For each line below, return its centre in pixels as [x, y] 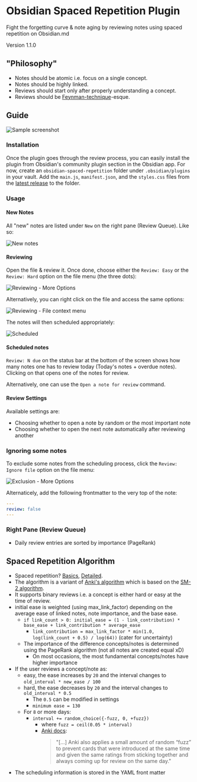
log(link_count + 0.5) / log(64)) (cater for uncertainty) [102, 637]
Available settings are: [33, 411]
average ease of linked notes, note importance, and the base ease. [96, 613]
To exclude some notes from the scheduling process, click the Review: [92, 464]
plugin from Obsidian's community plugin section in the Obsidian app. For [96, 164]
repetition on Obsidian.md [38, 33]
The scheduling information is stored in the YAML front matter [90, 772]
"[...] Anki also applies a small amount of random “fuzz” [123, 742]
